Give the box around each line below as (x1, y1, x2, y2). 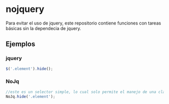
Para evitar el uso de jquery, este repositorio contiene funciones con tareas (6, 20, 161, 26)
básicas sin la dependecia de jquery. (6, 25, 82, 31)
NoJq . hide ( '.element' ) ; (6, 94, 56, 99)
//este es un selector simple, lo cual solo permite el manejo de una (6, 89, 156, 94)
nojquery (6, 3, 45, 15)
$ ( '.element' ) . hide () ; (6, 66, 53, 71)
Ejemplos (6, 40, 36, 48)
